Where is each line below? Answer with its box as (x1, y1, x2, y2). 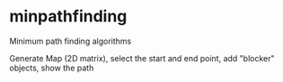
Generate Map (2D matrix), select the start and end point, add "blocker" (9, 53, 276, 63)
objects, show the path (9, 62, 94, 73)
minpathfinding (9, 6, 128, 27)
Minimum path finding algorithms (9, 36, 132, 46)
